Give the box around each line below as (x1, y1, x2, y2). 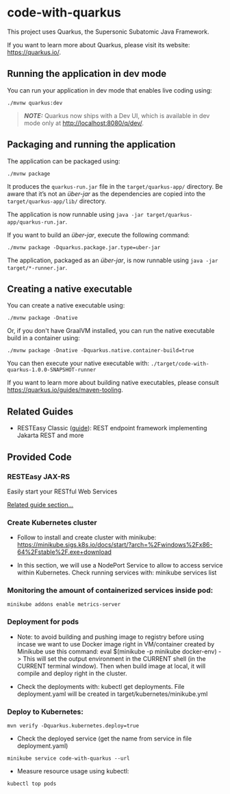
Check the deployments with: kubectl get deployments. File (16, 682, 185, 690)
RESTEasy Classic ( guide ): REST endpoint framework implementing (16, 424, 207, 432)
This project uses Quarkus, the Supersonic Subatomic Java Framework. (7, 27, 209, 36)
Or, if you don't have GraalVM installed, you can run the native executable (7, 327, 215, 335)
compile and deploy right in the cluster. (16, 669, 128, 677)
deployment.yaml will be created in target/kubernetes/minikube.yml (16, 690, 208, 698)
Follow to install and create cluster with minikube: (16, 533, 157, 541)
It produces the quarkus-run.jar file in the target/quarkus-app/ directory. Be (7, 182, 223, 190)
